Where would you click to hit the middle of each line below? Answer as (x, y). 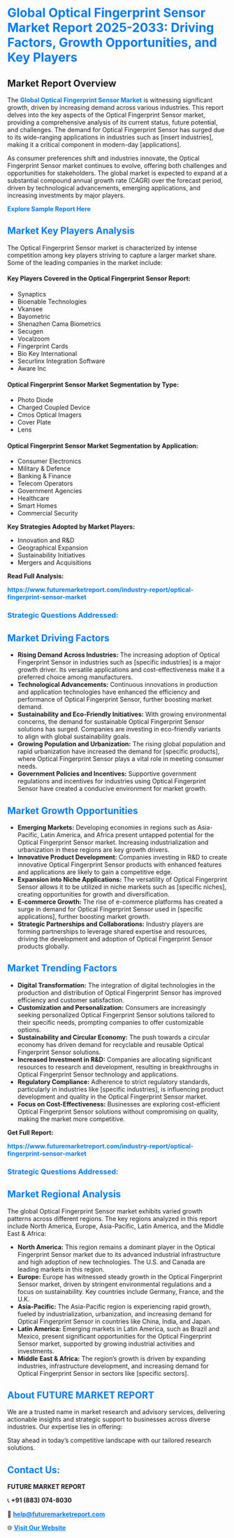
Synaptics (32, 294)
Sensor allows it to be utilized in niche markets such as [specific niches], (122, 887)
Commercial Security (47, 513)
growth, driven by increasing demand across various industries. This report (116, 107)
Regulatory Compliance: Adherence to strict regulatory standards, (114, 1081)
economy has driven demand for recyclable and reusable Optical (110, 1044)
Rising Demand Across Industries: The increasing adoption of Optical (118, 655)
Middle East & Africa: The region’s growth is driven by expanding (111, 1358)
